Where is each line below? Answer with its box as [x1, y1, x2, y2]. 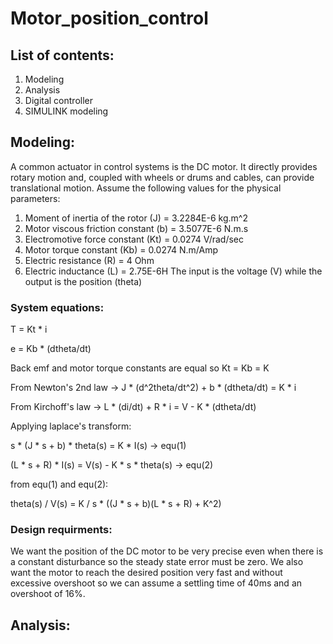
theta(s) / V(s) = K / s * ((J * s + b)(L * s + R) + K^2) [10, 498, 222, 510]
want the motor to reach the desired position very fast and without [10, 567, 283, 579]
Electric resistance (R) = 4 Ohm [24, 254, 155, 266]
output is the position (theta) [24, 275, 143, 287]
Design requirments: [10, 523, 113, 537]
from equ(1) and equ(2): [10, 478, 109, 491]
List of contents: [10, 47, 115, 64]
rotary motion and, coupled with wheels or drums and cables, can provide [10, 171, 315, 183]
